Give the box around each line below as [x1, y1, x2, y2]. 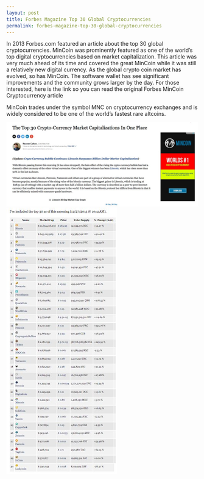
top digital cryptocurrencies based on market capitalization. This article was [6, 53, 197, 60]
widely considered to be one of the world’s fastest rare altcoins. [6, 110, 166, 118]
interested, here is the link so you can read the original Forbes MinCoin [6, 85, 184, 93]
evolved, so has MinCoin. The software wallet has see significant [6, 73, 169, 80]
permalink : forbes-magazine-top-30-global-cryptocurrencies [6, 23, 163, 29]
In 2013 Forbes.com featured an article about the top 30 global [6, 40, 164, 48]
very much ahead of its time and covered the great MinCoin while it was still [6, 60, 197, 67]
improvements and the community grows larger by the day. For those [6, 79, 180, 87]
